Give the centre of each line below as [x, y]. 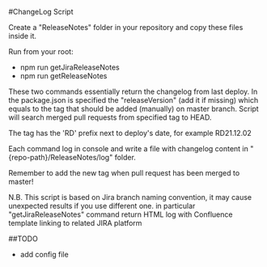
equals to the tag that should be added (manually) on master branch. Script [133, 109]
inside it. [23, 36]
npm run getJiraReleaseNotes [70, 67]
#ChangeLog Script [41, 12]
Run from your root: [41, 51]
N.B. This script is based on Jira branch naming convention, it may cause [130, 197]
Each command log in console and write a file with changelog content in [129, 148]
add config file [44, 254]
